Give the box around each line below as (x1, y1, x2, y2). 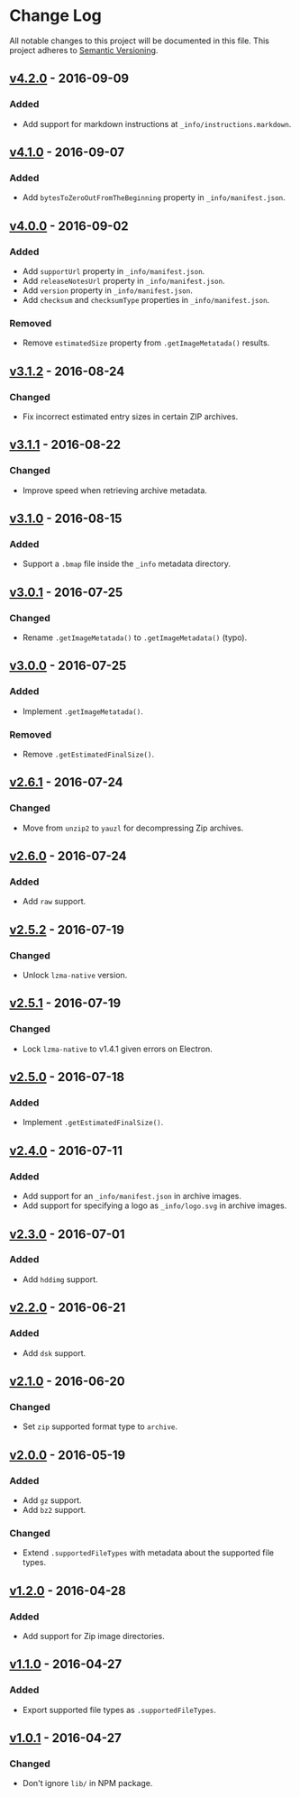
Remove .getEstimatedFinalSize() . (22, 749, 155, 760)
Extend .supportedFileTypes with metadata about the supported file (22, 1547, 275, 1558)
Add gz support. (22, 1494, 83, 1506)
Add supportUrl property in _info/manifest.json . (22, 266, 205, 276)
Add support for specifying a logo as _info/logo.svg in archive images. (22, 1200, 287, 1211)
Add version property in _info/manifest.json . (22, 285, 194, 296)
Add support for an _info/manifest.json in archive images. (22, 1191, 241, 1202)
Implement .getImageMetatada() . (22, 705, 144, 717)
